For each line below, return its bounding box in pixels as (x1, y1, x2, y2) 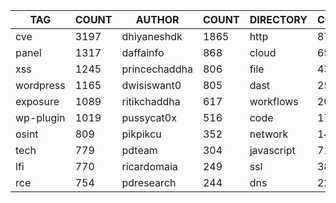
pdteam (121, 144, 158, 157)
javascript (249, 144, 296, 157)
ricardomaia (121, 160, 178, 173)
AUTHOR (135, 13, 180, 26)
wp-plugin (15, 111, 66, 124)
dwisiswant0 (121, 79, 182, 92)
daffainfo (121, 46, 165, 59)
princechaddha (121, 62, 193, 76)
